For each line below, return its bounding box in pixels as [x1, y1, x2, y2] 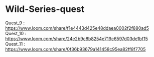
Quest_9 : [5, 20, 25, 26]
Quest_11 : [5, 41, 26, 47]
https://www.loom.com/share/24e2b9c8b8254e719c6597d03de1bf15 [5, 36, 148, 42]
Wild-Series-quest [5, 3, 85, 15]
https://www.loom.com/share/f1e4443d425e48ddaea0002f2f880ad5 [5, 25, 149, 31]
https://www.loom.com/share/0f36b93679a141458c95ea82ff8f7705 [5, 46, 146, 52]
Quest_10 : [5, 30, 27, 36]
